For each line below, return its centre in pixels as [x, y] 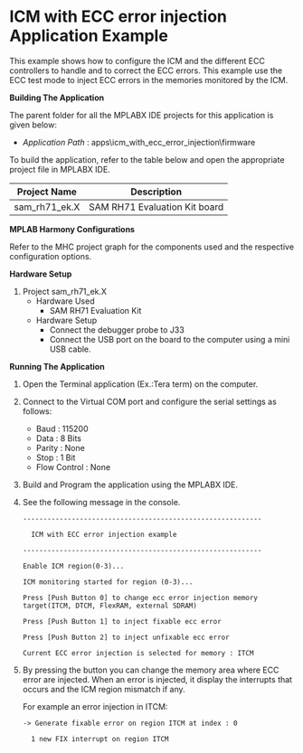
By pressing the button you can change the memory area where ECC [151, 670]
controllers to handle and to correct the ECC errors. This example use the [146, 71]
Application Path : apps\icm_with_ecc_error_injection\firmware [139, 142]
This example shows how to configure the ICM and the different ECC [137, 61]
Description [156, 192]
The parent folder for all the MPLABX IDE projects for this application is [142, 115]
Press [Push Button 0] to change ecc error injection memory [140, 598]
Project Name [47, 192]
